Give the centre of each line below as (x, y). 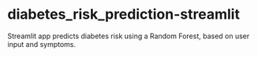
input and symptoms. (42, 44)
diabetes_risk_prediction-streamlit (123, 14)
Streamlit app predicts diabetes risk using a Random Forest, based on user (129, 36)
